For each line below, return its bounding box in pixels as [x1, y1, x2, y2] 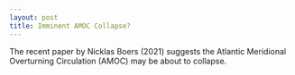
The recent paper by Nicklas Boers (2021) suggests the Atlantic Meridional [9, 46, 287, 56]
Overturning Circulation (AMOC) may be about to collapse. [9, 55, 227, 66]
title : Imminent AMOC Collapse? [9, 21, 131, 30]
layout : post [9, 12, 59, 22]
